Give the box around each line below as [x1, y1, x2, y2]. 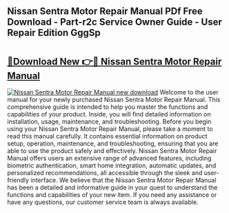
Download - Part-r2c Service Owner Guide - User [7, 17, 223, 28]
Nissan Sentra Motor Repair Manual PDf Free [7, 6, 203, 17]
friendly [7, 176, 30, 184]
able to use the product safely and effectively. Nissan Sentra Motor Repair [7, 147, 217, 154]
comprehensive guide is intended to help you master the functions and [7, 103, 208, 111]
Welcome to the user [159, 88, 219, 96]
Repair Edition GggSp [7, 27, 101, 39]
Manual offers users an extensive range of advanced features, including [7, 154, 212, 162]
